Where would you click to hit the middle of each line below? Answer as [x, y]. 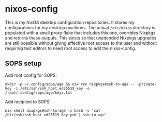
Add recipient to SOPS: [28, 102]
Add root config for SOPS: [31, 75]
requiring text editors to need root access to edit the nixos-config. [71, 48]
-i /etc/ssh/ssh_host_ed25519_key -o [52, 88]
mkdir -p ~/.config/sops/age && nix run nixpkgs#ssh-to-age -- [70, 84]
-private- [147, 84]
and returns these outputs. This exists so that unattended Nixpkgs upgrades [81, 38]
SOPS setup [23, 63]
